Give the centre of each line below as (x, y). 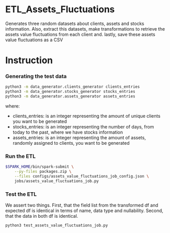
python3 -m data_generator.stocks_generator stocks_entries (70, 92)
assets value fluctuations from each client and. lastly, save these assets (80, 34)
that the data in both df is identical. (42, 216)
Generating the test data (36, 76)
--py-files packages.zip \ (43, 172)
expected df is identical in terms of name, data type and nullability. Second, (84, 211)
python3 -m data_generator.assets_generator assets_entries (70, 96)
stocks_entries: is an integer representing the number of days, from (83, 127)
